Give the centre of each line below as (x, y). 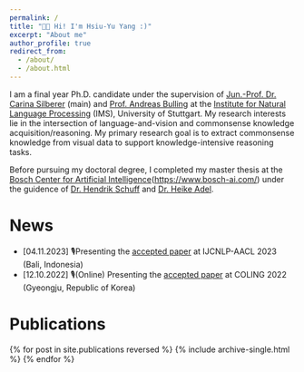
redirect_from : (38, 52)
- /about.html (44, 69)
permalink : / (34, 18)
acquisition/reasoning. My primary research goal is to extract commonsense (152, 132)
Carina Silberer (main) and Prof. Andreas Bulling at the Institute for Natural (147, 103)
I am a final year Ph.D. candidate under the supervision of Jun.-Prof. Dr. (143, 94)
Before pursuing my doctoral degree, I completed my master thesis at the (146, 170)
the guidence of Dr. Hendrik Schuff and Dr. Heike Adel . (112, 189)
